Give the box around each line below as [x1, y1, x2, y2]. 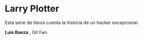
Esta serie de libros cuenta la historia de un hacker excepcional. [5, 19, 139, 25]
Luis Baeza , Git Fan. [5, 29, 49, 35]
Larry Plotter [5, 3, 59, 14]
